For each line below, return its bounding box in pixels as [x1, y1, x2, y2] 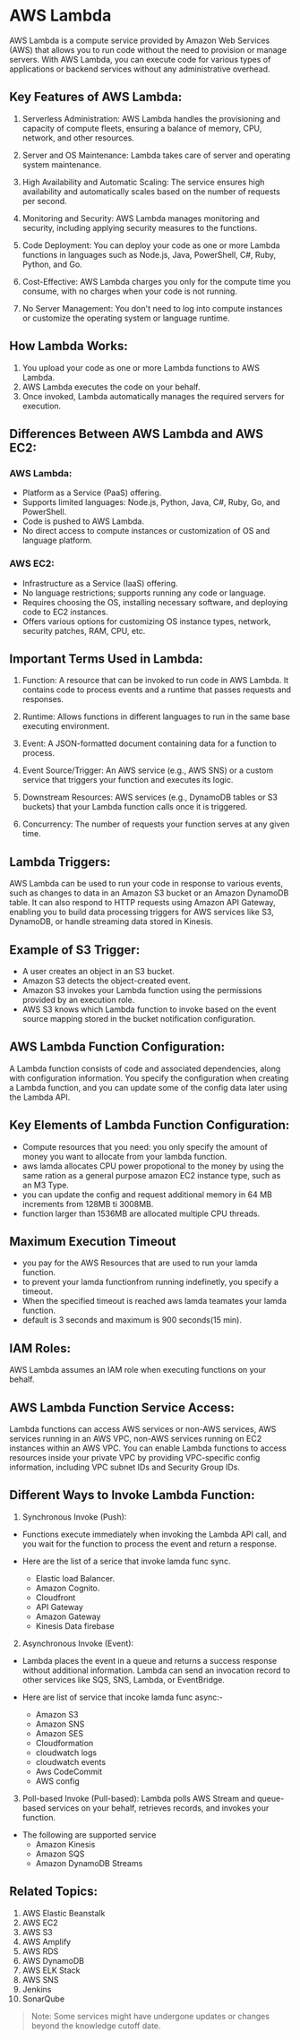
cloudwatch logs [35, 1747, 97, 1758]
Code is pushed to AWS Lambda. [21, 516, 145, 527]
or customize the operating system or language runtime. [21, 313, 230, 323]
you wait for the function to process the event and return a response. [21, 1538, 278, 1549]
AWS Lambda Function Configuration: [9, 1040, 226, 1055]
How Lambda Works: [9, 339, 128, 354]
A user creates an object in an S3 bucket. [21, 965, 175, 976]
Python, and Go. [21, 259, 82, 270]
